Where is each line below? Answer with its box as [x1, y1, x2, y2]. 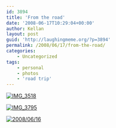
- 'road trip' [17, 76, 52, 82]
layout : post [6, 31, 39, 37]
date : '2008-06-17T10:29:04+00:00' [6, 20, 95, 26]
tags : [6, 59, 20, 65]
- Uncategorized [17, 53, 58, 59]
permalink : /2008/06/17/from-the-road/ [6, 43, 106, 49]
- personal [17, 64, 44, 71]
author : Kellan [6, 25, 44, 32]
